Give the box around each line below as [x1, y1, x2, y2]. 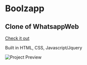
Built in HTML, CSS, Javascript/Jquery [5, 45, 82, 50]
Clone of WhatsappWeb [5, 22, 79, 31]
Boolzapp [5, 3, 45, 14]
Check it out [5, 35, 30, 41]
